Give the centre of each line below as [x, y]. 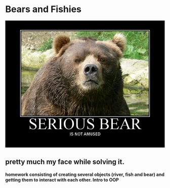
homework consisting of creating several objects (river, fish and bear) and [85, 174]
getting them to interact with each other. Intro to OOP [62, 180]
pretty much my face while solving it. [65, 162]
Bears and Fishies [44, 9]
